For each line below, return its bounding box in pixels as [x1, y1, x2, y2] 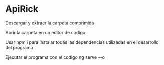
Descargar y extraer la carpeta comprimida [5, 20, 94, 26]
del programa [5, 44, 33, 50]
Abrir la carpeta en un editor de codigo [5, 29, 86, 35]
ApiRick [5, 3, 39, 15]
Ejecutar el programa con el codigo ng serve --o [5, 54, 105, 60]
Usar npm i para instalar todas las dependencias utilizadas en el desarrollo [5, 39, 159, 45]
